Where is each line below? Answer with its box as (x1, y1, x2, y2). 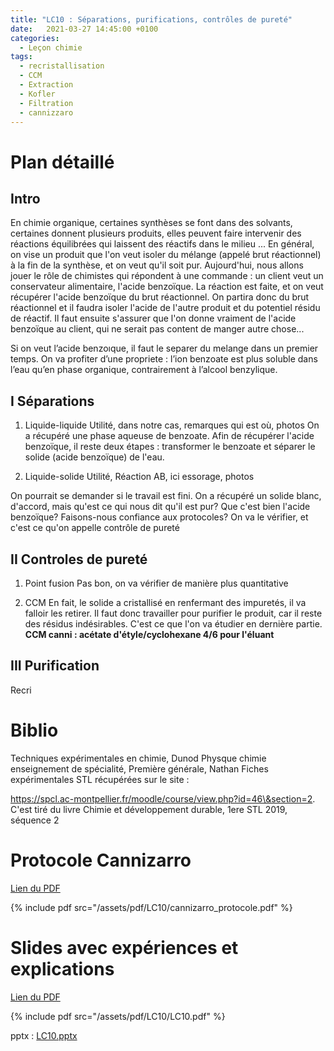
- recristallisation (19, 61, 105, 71)
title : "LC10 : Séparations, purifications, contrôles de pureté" (10, 14, 293, 25)
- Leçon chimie (19, 42, 83, 53)
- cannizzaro (19, 107, 74, 118)
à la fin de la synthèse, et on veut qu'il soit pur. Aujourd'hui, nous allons (10, 259, 304, 271)
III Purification (10, 657, 100, 675)
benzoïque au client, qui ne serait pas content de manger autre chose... (10, 323, 305, 335)
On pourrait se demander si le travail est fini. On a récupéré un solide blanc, (10, 490, 322, 502)
